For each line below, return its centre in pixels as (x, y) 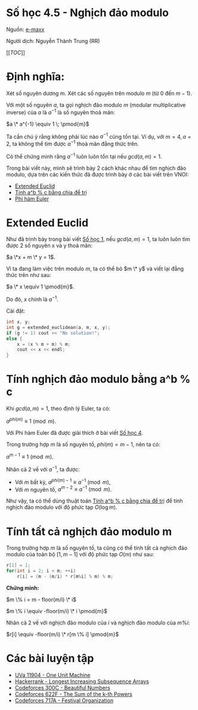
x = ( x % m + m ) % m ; (44, 344)
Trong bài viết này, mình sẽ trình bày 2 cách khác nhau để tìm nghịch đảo (96, 168)
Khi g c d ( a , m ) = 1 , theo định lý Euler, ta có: (58, 409)
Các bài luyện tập (50, 659)
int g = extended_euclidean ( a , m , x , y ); (58, 327)
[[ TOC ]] (16, 52)
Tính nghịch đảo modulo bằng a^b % (98, 379)
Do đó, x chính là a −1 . (32, 299)
